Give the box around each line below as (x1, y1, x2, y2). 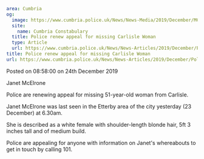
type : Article (12, 39, 47, 46)
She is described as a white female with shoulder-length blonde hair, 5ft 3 (6, 121, 191, 128)
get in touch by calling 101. (6, 146, 73, 153)
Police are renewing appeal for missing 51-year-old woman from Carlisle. (6, 91, 189, 98)
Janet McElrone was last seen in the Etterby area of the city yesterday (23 (6, 103, 192, 110)
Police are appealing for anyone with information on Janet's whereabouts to (6, 139, 196, 146)
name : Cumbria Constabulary (17, 28, 88, 35)
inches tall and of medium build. (6, 127, 86, 135)
